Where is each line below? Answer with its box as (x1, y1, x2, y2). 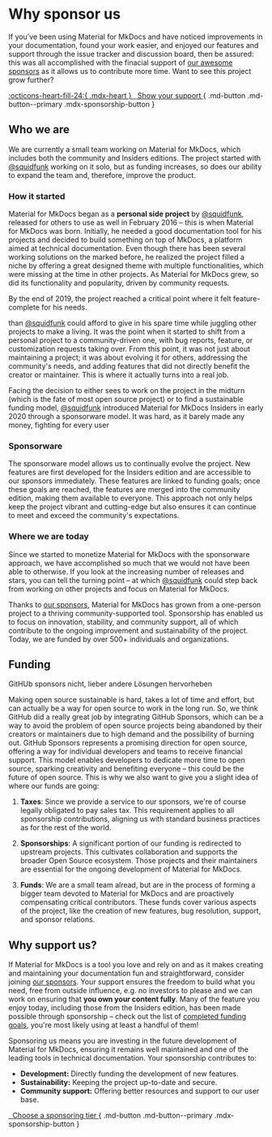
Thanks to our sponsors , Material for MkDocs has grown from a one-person (8, 599, 261, 609)
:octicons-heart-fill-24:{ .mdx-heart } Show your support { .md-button (8, 90, 246, 100)
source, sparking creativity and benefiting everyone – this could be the (8, 764, 244, 774)
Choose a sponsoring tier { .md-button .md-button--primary (11, 1110, 213, 1121)
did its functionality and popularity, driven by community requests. (8, 278, 230, 288)
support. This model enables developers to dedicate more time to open (8, 755, 245, 765)
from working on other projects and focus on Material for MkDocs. (8, 584, 230, 594)
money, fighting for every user (8, 420, 109, 430)
